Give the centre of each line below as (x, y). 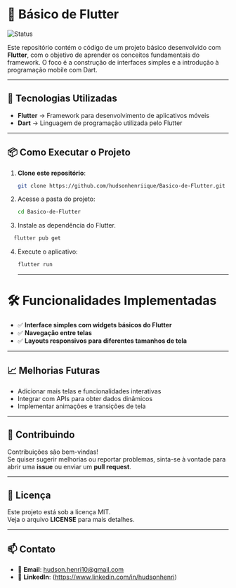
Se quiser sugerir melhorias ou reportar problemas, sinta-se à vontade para (117, 459)
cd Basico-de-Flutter (49, 212)
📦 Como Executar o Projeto (69, 153)
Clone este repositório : (52, 173)
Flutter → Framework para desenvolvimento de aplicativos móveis (113, 115)
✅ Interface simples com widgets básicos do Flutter (94, 325)
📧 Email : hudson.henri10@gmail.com (71, 570)
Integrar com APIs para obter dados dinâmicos (85, 398)
